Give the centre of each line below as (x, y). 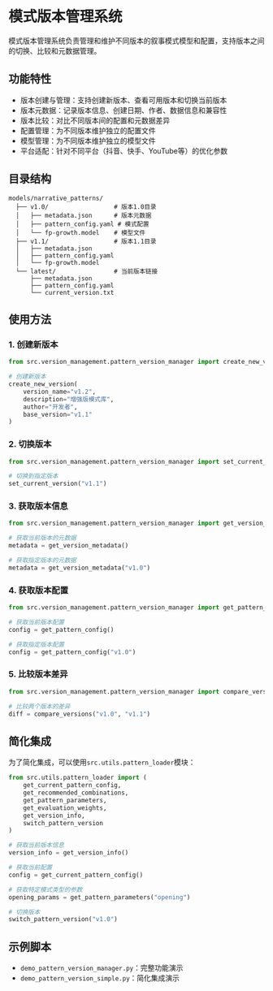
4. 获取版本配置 (39, 590)
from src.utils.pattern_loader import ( (78, 778)
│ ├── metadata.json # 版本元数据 (84, 215)
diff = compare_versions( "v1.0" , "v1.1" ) (80, 714)
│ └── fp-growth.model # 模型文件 (81, 232)
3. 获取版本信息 (39, 506)
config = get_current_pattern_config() (76, 875)
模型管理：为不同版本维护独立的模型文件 (88, 141)
